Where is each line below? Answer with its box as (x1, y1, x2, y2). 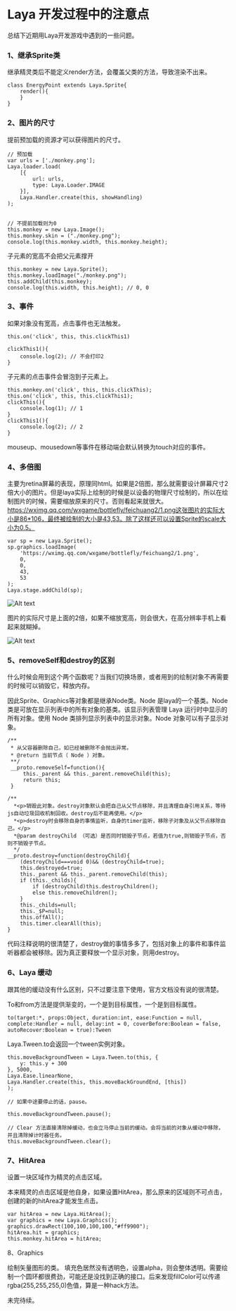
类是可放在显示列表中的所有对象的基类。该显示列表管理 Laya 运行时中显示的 (7, 705, 228, 714)
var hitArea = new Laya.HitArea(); (7, 1211, 112, 1218)
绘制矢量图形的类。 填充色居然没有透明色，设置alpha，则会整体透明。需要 (7, 1264, 222, 1272)
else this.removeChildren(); (32, 889, 118, 897)
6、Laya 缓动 (7, 968, 53, 978)
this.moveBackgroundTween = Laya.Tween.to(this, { (7, 1054, 159, 1061)
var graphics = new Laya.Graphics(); (7, 1217, 118, 1224)
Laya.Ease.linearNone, (7, 1072, 74, 1079)
